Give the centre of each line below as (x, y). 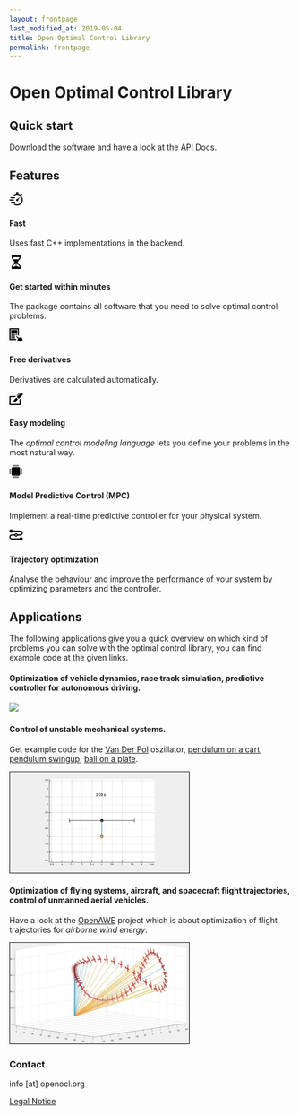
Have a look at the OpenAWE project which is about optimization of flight (143, 920)
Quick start (41, 125)
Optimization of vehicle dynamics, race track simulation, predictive (137, 678)
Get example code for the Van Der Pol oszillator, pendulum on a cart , (136, 749)
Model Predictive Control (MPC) (70, 496)
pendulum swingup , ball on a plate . (74, 758)
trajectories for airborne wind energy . (78, 929)
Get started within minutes (60, 286)
